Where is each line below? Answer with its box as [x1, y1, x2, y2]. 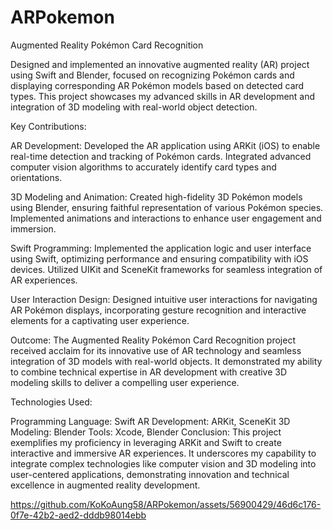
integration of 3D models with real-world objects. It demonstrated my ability [10, 355, 323, 367]
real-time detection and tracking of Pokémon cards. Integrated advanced [10, 150, 312, 162]
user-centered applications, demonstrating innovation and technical [10, 468, 290, 480]
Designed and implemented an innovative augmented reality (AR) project [10, 58, 310, 70]
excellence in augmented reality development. [10, 479, 201, 491]
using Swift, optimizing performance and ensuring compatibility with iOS [10, 252, 309, 265]
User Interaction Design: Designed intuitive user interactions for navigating [10, 293, 318, 305]
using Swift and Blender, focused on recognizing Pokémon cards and [10, 69, 295, 81]
